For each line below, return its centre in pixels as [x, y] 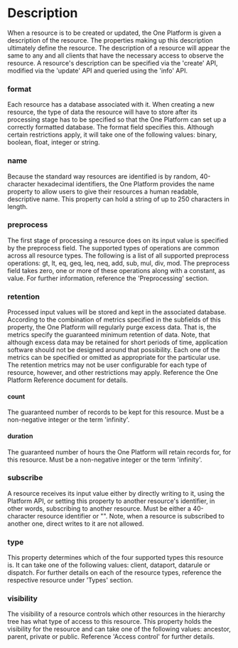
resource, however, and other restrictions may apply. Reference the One [113, 373]
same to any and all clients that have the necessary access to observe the [115, 55]
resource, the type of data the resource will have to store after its [102, 112]
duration [20, 436]
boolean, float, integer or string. [54, 142]
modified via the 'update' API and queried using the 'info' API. [98, 70]
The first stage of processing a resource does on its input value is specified [118, 240]
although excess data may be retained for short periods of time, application [118, 342]
